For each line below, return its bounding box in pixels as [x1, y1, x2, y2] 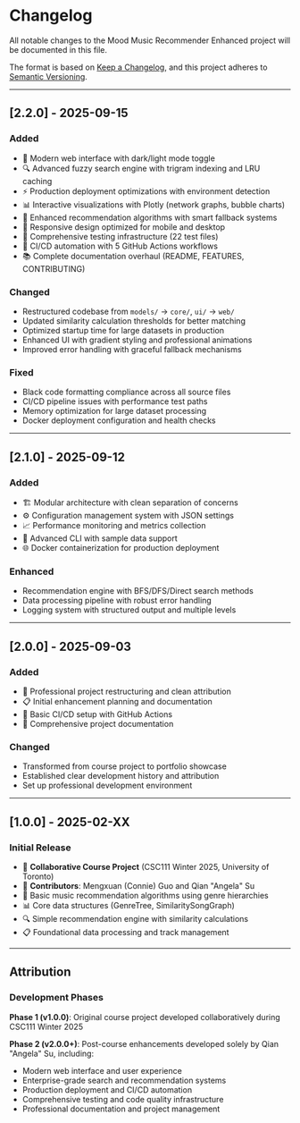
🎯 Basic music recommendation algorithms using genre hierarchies [21, 890, 270, 900]
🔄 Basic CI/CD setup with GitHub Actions [21, 708, 172, 720]
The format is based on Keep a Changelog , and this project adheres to [9, 62, 268, 72]
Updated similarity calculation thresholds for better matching [21, 315, 246, 326]
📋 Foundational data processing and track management [21, 926, 229, 937]
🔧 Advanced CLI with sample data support [21, 533, 179, 544]
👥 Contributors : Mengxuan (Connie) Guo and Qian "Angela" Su [21, 880, 255, 891]
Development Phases [9, 992, 104, 1004]
